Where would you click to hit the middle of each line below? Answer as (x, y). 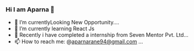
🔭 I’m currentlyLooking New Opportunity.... (67, 23)
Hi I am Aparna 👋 (30, 9)
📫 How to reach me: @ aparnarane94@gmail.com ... (78, 42)
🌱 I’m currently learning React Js (54, 28)
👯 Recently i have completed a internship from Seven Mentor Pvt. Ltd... (101, 35)
